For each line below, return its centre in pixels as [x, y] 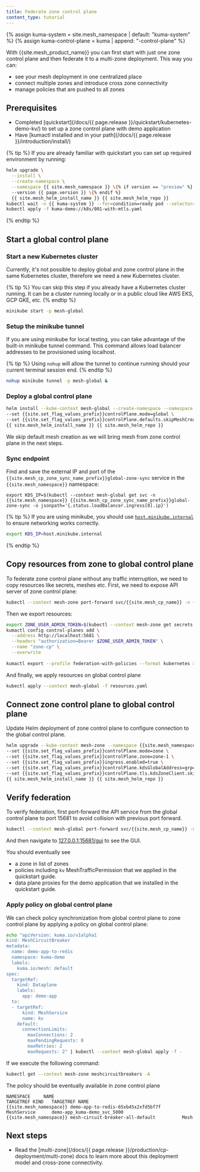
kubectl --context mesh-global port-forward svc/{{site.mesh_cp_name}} [97, 829]
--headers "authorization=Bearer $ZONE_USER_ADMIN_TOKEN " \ [87, 641]
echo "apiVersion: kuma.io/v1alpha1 [51, 935]
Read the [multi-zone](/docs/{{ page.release [69, 1150]
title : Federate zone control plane [51, 12]
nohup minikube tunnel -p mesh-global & [57, 381]
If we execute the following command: [53, 1063]
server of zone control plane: [42, 591]
